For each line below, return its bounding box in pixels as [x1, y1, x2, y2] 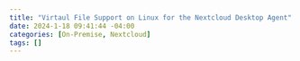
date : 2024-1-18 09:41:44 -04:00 [9, 22, 135, 30]
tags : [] [9, 38, 42, 48]
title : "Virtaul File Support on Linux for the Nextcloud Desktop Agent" [9, 13, 293, 22]
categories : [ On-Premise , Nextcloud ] [9, 30, 151, 39]
